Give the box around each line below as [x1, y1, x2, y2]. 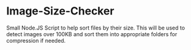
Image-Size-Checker [6, 4, 114, 18]
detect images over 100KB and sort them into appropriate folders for [6, 30, 178, 37]
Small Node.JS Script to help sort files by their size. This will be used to [6, 24, 186, 31]
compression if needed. [6, 37, 66, 44]
